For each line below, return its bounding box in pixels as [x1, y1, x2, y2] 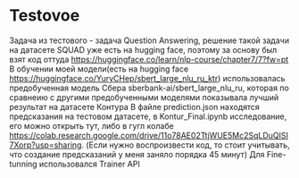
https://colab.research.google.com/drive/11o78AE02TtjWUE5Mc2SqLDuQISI [9, 130, 288, 140]
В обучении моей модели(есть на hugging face [9, 64, 189, 74]
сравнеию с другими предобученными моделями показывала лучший [9, 91, 279, 103]
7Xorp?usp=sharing [9, 140, 82, 150]
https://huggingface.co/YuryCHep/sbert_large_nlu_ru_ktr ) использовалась [9, 72, 286, 83]
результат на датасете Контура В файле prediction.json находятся [9, 101, 261, 112]
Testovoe [9, 5, 80, 26]
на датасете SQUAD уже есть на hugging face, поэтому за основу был [9, 44, 278, 55]
